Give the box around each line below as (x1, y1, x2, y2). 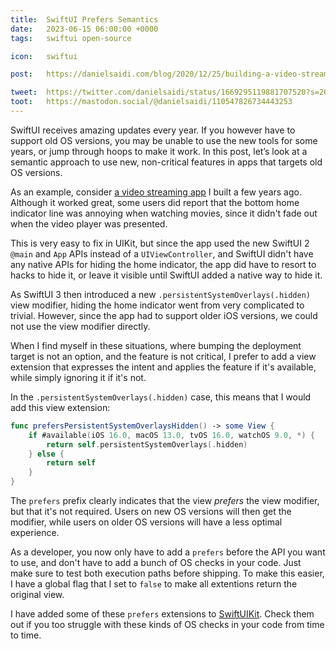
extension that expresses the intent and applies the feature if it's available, (10, 361, 317, 373)
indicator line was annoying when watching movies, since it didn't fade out (10, 207, 318, 219)
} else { (28, 449, 65, 459)
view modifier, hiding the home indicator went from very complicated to (10, 299, 305, 311)
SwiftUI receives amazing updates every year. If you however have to (10, 124, 296, 136)
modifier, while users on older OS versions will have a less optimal (10, 516, 283, 528)
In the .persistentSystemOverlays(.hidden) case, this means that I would (10, 391, 312, 403)
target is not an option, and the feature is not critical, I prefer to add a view (10, 350, 317, 362)
